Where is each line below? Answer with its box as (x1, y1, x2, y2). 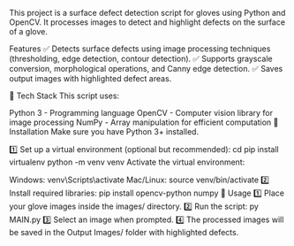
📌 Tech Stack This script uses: (9, 90, 120, 101)
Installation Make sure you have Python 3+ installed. (9, 127, 200, 136)
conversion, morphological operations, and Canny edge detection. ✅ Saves (9, 64, 283, 73)
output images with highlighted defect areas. (9, 73, 172, 83)
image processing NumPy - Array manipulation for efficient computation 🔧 (9, 117, 279, 127)
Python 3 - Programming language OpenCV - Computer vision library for (9, 108, 274, 118)
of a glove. (9, 27, 49, 36)
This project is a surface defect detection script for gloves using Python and (9, 8, 286, 18)
